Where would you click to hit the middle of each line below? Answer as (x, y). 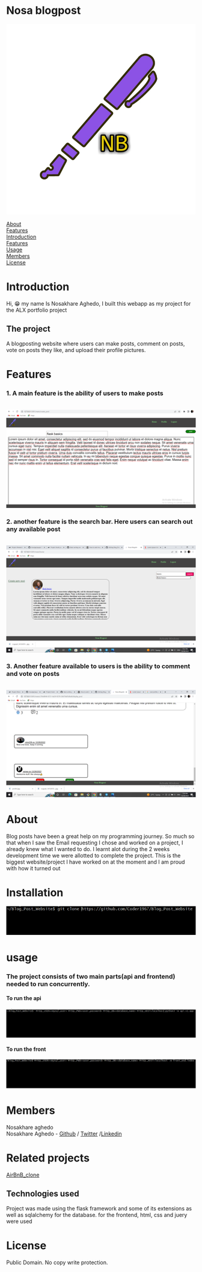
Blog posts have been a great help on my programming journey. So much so (100, 836)
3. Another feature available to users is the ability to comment (98, 666)
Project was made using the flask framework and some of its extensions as (99, 1208)
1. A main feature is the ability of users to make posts (85, 393)
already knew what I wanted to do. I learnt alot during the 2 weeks (88, 849)
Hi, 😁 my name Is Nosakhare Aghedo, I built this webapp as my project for (99, 303)
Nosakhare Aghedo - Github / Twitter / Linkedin (64, 1134)
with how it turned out (33, 868)
